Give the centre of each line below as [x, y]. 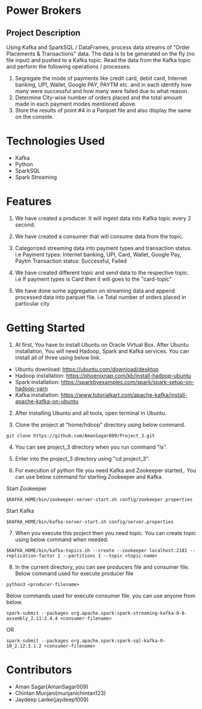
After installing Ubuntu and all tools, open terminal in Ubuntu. [91, 413]
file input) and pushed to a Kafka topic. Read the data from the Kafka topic [99, 60]
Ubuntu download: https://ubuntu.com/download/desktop [87, 369]
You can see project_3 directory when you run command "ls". [91, 447]
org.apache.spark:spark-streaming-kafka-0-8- [129, 613]
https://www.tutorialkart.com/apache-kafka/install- [124, 395]
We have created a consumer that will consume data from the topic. [99, 236]
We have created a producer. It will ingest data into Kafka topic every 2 [103, 218]
